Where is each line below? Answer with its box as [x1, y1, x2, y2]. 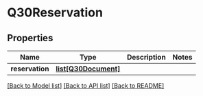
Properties [7, 32, 53, 44]
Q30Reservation [7, 5, 103, 21]
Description [126, 53, 166, 62]
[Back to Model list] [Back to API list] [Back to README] [7, 82, 165, 90]
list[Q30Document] [56, 64, 121, 73]
